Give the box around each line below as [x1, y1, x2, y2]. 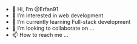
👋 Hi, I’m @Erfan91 [12, 6, 59, 12]
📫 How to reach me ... [12, 32, 68, 38]
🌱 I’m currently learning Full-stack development [12, 18, 131, 25]
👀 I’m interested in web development [12, 12, 104, 19]
